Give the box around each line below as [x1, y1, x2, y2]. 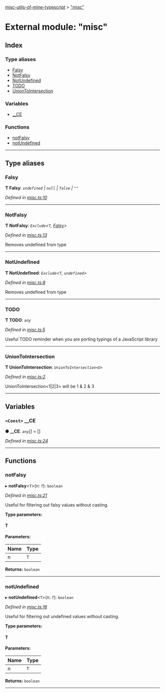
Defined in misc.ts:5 [5, 327, 46, 333]
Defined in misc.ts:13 [5, 232, 48, 238]
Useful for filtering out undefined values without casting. [5, 614, 119, 620]
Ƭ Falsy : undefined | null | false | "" [5, 185, 79, 191]
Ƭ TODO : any [5, 317, 31, 323]
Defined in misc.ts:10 [5, 195, 48, 201]
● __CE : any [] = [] [5, 428, 41, 434]
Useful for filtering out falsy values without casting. [5, 502, 109, 508]
